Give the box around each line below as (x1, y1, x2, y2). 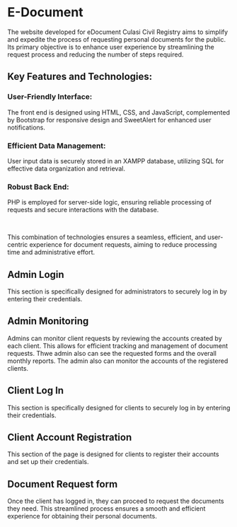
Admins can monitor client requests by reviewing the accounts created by (7, 334, 223, 342)
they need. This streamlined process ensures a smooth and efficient (7, 504, 206, 513)
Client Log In (7, 385, 64, 397)
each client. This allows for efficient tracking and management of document (7, 341, 229, 350)
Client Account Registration (7, 432, 132, 444)
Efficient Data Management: (7, 141, 106, 151)
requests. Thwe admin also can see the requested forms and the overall (7, 349, 217, 357)
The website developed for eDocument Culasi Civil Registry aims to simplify (7, 28, 229, 36)
